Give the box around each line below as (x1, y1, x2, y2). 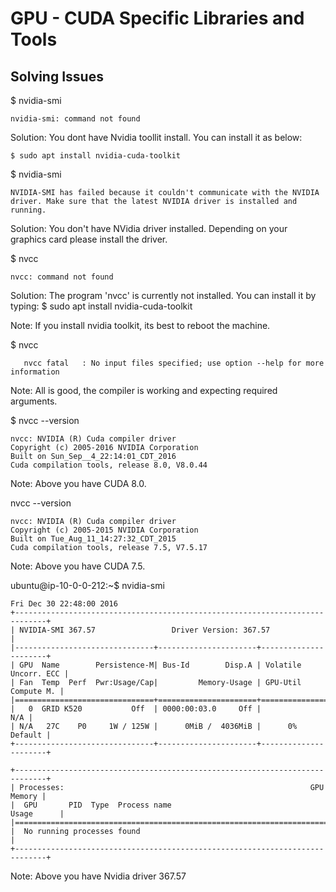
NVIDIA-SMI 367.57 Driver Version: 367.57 (19, 625, 271, 635)
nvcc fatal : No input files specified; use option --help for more (23, 358, 325, 368)
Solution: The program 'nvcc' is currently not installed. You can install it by (10, 290, 317, 301)
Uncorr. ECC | (10, 669, 70, 679)
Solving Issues (10, 68, 104, 85)
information (10, 367, 60, 377)
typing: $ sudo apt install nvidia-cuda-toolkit (10, 300, 193, 312)
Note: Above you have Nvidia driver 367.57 (10, 870, 187, 882)
